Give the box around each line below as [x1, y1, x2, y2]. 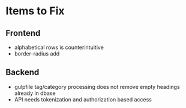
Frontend [5, 28, 41, 38]
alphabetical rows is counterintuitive [14, 44, 104, 51]
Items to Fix [5, 4, 65, 18]
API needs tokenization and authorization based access [14, 95, 152, 103]
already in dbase [14, 90, 56, 97]
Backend [5, 67, 40, 78]
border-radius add [14, 50, 60, 57]
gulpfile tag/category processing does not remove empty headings [14, 83, 181, 90]
